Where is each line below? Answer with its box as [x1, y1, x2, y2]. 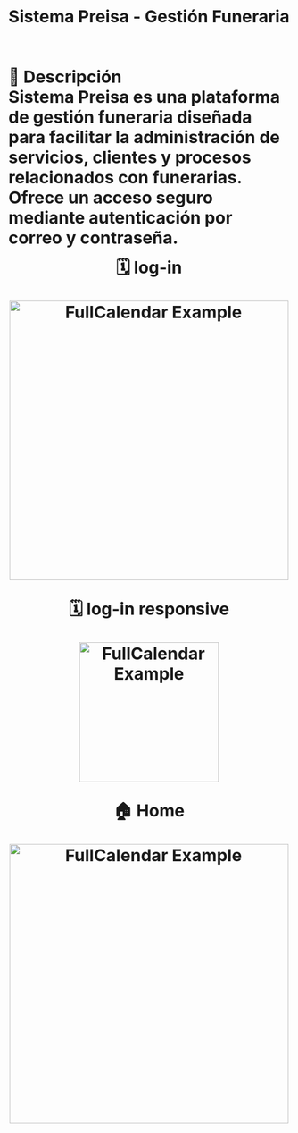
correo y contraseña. [8, 227, 179, 248]
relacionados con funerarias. [8, 167, 243, 188]
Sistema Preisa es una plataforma [8, 87, 280, 107]
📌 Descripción [8, 66, 122, 87]
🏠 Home [113, 800, 185, 821]
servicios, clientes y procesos [8, 147, 252, 167]
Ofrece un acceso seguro [8, 187, 213, 207]
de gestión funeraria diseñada [8, 106, 252, 127]
